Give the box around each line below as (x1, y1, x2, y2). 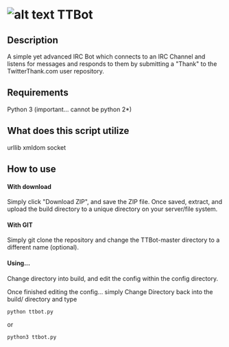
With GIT (7, 221, 33, 229)
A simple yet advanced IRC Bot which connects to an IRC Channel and (7, 52, 206, 60)
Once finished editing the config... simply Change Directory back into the (7, 287, 214, 295)
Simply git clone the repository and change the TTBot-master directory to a (7, 236, 220, 244)
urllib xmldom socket (7, 143, 67, 151)
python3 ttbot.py (7, 333, 57, 340)
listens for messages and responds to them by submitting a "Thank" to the (7, 60, 217, 68)
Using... (7, 259, 31, 267)
